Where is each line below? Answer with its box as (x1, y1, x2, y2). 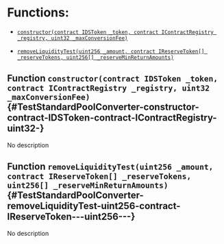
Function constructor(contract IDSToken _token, (7, 73, 218, 84)
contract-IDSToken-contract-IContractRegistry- (7, 112, 217, 124)
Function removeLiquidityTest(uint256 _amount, (7, 161, 214, 173)
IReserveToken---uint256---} (7, 211, 136, 223)
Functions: (7, 5, 70, 21)
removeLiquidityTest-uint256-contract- (7, 200, 181, 212)
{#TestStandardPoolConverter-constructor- (7, 101, 200, 113)
